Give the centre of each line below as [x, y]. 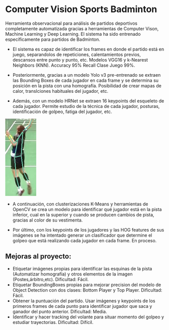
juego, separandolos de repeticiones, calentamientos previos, [77, 54]
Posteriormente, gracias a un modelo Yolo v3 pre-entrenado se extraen [87, 75]
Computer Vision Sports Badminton [81, 9]
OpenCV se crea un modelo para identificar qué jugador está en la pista [87, 209]
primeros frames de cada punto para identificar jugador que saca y [82, 306]
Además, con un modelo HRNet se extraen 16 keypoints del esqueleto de [88, 101]
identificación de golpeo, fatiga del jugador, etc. [62, 112]
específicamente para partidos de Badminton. [53, 39]
